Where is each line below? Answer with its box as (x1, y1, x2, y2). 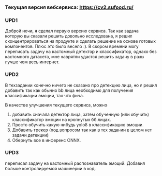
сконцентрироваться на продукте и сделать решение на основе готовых (5, 38, 156, 44)
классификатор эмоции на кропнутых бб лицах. (12, 116, 111, 123)
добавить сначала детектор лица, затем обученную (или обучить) (12, 111, 149, 117)
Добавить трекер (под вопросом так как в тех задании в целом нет (12, 127, 152, 133)
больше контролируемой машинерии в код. (5, 165, 96, 171)
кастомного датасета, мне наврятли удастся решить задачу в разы (5, 54, 145, 60)
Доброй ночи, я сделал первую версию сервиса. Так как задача (5, 28, 139, 34)
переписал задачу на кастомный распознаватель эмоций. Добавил (5, 160, 145, 166)
